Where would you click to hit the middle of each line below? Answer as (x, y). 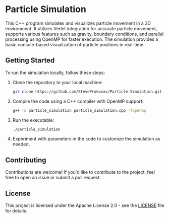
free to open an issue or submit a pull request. (53, 178)
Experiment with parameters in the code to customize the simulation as (86, 139)
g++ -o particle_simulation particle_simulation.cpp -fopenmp (79, 110)
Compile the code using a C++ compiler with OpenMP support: (78, 101)
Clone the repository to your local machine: (57, 82)
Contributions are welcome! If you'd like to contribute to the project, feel (80, 172)
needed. (21, 144)
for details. (16, 211)
